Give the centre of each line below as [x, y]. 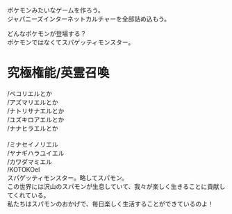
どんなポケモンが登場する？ [47, 34]
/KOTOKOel [24, 170]
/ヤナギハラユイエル [36, 153]
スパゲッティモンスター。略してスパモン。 [68, 178]
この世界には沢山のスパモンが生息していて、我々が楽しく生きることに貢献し [116, 186]
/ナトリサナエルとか [36, 110]
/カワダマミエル [30, 161]
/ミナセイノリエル [33, 144]
